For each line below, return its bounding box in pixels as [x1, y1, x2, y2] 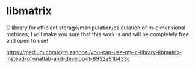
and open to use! [6, 37, 48, 44]
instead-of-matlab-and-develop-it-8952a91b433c [6, 55, 131, 62]
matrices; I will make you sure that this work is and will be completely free [6, 30, 190, 37]
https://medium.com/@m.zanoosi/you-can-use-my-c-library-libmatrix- [6, 48, 182, 55]
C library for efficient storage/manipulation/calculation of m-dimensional [6, 24, 185, 31]
